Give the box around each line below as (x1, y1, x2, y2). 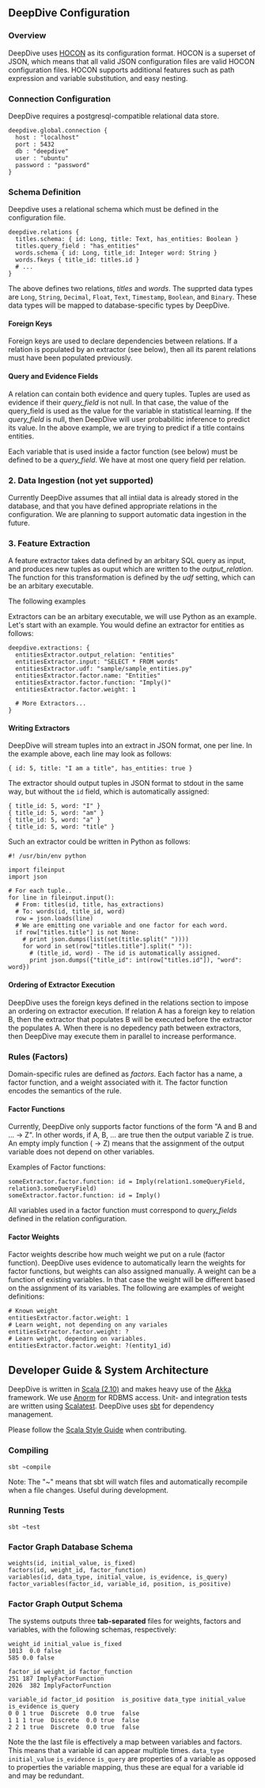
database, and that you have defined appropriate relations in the (8, 501, 218, 511)
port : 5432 (15, 140, 55, 148)
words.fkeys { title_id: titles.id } (15, 256, 140, 264)
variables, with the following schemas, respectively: (8, 1625, 176, 1634)
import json (8, 873, 47, 881)
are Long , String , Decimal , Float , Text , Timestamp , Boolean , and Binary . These (8, 293, 257, 302)
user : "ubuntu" (15, 154, 69, 162)
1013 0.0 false (8, 1647, 62, 1656)
